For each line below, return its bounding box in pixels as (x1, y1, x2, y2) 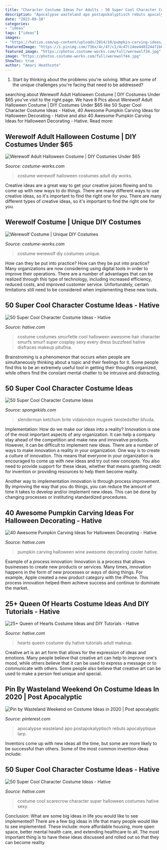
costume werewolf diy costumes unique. (17, 250, 101, 257)
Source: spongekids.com (5, 407, 56, 413)
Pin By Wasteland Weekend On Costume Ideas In (5, 685, 160, 694)
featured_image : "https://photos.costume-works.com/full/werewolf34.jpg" (5, 49, 162, 54)
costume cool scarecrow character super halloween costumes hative (17, 798, 159, 804)
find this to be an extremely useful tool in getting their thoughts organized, (5, 364, 158, 370)
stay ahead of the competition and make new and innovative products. (5, 437, 150, 443)
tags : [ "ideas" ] (5, 30, 39, 35)
